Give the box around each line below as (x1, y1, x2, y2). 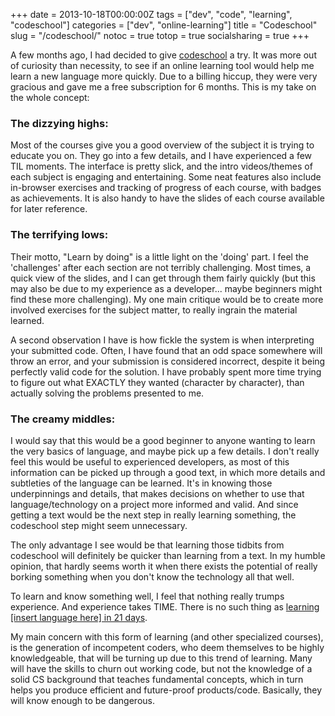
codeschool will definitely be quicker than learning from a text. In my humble (10, 549, 326, 561)
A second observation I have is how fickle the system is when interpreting (10, 334, 315, 346)
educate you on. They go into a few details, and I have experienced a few (10, 150, 313, 162)
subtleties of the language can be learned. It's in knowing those (10, 477, 273, 489)
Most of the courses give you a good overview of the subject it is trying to (10, 139, 315, 151)
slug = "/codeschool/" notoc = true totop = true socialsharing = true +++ (10, 30, 310, 41)
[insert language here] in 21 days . (10, 611, 148, 623)
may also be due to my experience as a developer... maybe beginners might (10, 282, 323, 294)
